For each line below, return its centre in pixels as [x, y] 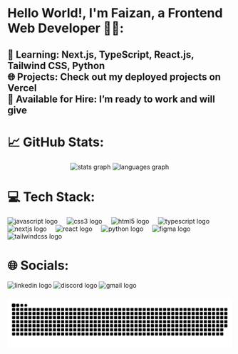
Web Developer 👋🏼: [66, 28]
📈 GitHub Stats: [56, 142]
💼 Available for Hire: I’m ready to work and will [111, 99]
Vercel [22, 88]
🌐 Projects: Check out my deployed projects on [114, 77]
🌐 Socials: [38, 265]
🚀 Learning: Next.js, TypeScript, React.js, [101, 54]
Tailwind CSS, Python [56, 66]
